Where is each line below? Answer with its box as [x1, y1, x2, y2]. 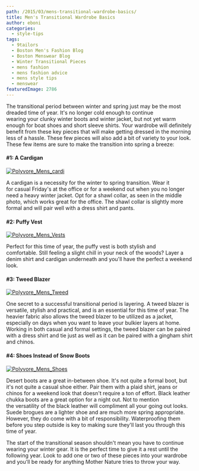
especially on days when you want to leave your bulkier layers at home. [6, 320, 181, 327]
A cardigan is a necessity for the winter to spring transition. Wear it [6, 179, 170, 187]
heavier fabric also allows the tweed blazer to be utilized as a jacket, [6, 313, 173, 320]
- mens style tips [11, 75, 58, 81]
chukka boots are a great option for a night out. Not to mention [6, 396, 159, 403]
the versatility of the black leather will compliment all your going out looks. [6, 402, 188, 409]
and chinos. [6, 338, 35, 346]
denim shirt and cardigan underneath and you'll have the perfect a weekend [6, 256, 192, 263]
